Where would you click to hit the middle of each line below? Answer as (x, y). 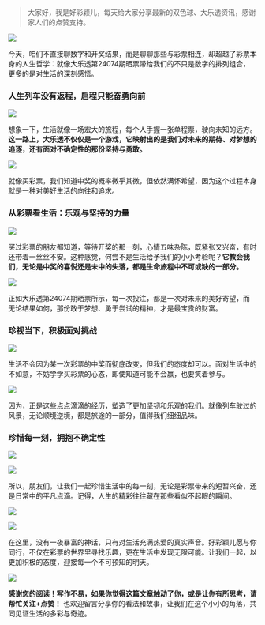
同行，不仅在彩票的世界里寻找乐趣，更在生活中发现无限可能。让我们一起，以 (132, 552)
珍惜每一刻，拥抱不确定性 (57, 438)
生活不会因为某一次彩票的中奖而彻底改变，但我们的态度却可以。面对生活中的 (132, 363)
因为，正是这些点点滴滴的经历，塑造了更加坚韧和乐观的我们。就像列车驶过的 (132, 405)
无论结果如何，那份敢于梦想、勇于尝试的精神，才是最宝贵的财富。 (115, 308)
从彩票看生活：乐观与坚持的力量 (69, 213)
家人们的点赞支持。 (59, 22)
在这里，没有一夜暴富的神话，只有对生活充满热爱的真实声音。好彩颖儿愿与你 (132, 542)
